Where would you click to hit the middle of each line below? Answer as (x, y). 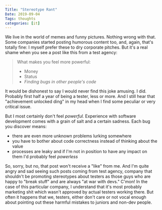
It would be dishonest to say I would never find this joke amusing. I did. (76, 91)
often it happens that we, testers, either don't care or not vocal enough (76, 197)
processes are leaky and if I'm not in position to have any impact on (80, 152)
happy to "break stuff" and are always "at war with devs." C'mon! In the (76, 182)
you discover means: (26, 127)
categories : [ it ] (23, 23)
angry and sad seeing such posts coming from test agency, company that (79, 172)
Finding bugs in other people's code (60, 82)
